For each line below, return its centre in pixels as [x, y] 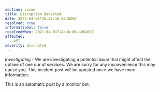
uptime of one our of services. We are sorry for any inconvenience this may [80, 64]
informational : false [27, 28]
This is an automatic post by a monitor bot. [48, 84]
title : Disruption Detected [33, 14]
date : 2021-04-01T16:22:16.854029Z [41, 18]
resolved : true [20, 23]
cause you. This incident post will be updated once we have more [70, 69]
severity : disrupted [26, 46]
